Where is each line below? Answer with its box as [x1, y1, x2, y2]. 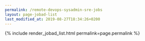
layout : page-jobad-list [5, 12, 57, 17]
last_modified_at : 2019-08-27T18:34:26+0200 [5, 16, 100, 21]
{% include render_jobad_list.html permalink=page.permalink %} [5, 30, 140, 36]
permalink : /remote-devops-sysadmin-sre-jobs [5, 7, 102, 12]
